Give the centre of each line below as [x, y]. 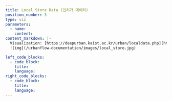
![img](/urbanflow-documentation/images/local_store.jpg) [73, 48]
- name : [18, 29]
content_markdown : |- [28, 39]
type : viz [16, 19]
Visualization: [26, 43]
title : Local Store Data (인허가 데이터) [47, 10]
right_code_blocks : [26, 76]
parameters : [18, 24]
